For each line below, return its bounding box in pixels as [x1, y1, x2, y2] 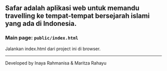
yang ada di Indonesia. [5, 19, 77, 28]
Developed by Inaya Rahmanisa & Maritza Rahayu [5, 60, 107, 66]
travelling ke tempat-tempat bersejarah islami [5, 12, 150, 20]
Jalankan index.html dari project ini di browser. [5, 46, 101, 52]
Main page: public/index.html [5, 34, 79, 41]
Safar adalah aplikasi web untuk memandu [5, 4, 140, 12]
